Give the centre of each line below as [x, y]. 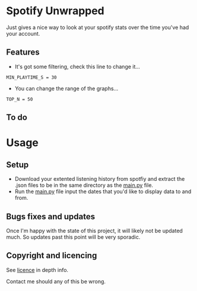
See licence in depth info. [37, 270]
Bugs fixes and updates [51, 217]
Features [23, 52]
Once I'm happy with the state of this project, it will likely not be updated [94, 231]
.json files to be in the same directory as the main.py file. [84, 186]
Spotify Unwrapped [55, 11]
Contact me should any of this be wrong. [56, 281]
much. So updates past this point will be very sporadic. [73, 237]
